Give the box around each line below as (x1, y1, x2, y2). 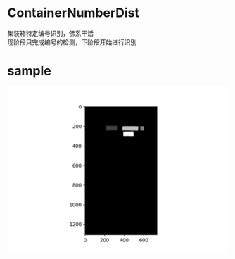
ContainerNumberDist (7, 5, 139, 21)
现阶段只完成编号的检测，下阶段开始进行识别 (7, 37, 137, 46)
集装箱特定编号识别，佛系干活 (7, 29, 94, 37)
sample (7, 63, 51, 79)
